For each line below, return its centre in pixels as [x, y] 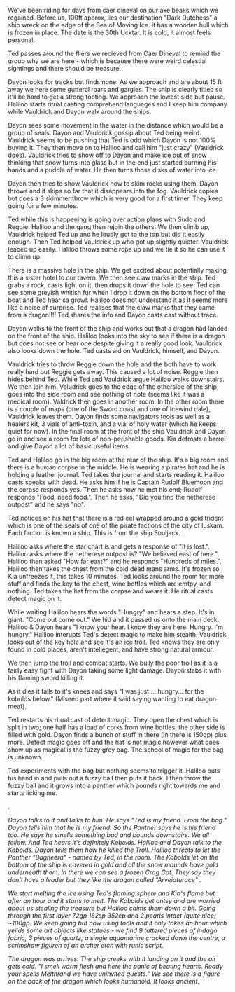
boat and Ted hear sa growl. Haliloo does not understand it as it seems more [118, 300]
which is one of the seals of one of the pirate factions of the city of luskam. [116, 525]
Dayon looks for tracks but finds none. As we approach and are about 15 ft [115, 82]
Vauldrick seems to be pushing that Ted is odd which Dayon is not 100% [112, 140]
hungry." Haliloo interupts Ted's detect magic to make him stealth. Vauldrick [117, 634]
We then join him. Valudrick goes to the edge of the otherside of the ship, [113, 387]
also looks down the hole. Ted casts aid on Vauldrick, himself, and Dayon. [114, 351]
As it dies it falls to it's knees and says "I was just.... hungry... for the [106, 691]
